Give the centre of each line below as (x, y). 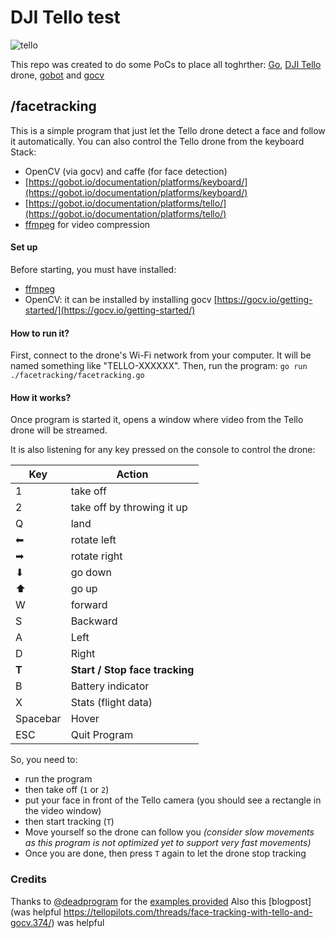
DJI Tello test (65, 17)
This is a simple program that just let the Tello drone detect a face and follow (168, 130)
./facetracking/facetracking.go (77, 376)
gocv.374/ (31, 922)
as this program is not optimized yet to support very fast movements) (168, 843)
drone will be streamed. (59, 430)
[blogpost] (290, 901)
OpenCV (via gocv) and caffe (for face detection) (126, 171)
